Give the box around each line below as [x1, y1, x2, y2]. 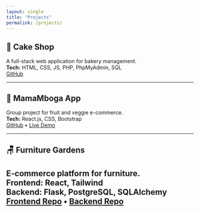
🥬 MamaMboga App [6, 93, 82, 103]
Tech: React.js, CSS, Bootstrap [6, 116, 82, 122]
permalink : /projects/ [6, 20, 62, 26]
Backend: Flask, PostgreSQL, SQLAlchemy [6, 187, 167, 197]
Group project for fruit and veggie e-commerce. [6, 109, 123, 116]
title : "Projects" [6, 14, 52, 20]
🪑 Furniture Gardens [6, 145, 85, 155]
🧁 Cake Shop [6, 42, 55, 52]
